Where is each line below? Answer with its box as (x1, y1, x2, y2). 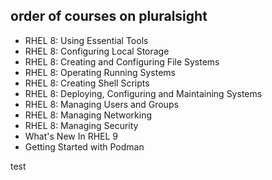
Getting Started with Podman (24, 140, 145, 153)
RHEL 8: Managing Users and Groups (24, 98, 179, 110)
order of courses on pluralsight (10, 8, 208, 25)
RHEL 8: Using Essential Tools (24, 34, 149, 46)
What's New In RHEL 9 (24, 130, 119, 142)
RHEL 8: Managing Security (24, 119, 139, 131)
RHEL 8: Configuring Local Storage (24, 45, 170, 57)
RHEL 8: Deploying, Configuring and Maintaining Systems (24, 87, 263, 99)
